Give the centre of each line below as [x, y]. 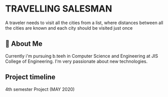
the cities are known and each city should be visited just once [69, 28]
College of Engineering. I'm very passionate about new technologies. [76, 61]
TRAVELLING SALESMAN [59, 9]
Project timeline [30, 77]
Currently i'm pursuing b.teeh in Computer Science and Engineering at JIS [82, 56]
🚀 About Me [24, 44]
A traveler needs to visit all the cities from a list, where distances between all [84, 23]
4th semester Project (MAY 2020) [40, 89]
